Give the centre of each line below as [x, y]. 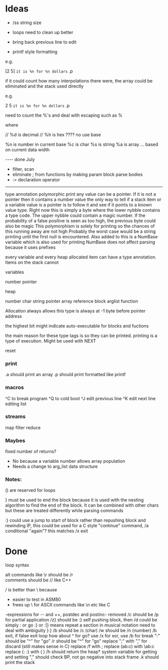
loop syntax [17, 565]
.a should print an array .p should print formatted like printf [65, 375]
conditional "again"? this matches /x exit [47, 531]
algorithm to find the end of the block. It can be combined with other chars [82, 505]
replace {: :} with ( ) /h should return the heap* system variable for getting [81, 652]
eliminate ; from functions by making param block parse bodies [77, 174]
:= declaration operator [36, 180]
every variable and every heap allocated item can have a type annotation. [81, 257]
